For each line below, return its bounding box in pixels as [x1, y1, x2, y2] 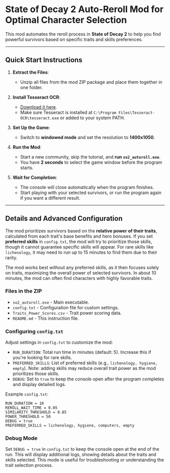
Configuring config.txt [5, 327, 64, 335]
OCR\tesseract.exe [20, 115, 59, 121]
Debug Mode [5, 435, 38, 442]
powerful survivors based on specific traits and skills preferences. [5, 36, 143, 42]
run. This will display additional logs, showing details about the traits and [5, 451, 157, 458]
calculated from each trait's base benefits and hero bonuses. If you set [5, 233, 153, 239]
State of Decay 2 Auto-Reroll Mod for [5, 4, 164, 15]
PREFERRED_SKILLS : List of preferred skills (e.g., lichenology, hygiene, [12, 360, 158, 366]
